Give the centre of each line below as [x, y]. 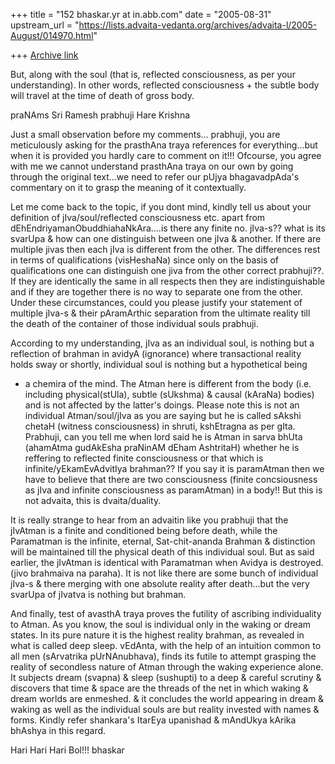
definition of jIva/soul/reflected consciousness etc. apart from [138, 217]
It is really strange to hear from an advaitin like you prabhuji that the [149, 520]
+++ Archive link [44, 55]
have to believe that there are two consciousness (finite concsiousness [171, 479]
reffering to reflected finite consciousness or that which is [144, 458]
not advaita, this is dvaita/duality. [93, 500]
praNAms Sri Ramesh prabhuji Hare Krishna [100, 115]
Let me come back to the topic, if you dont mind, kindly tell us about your [161, 207]
